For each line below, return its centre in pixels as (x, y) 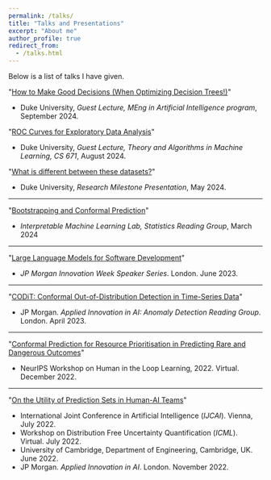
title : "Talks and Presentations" (67, 23)
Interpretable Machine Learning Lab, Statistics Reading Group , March (136, 226)
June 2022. (39, 458)
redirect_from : (34, 46)
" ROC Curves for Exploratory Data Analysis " (81, 131)
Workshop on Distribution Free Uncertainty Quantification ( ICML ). (129, 433)
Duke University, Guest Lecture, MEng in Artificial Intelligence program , (139, 107)
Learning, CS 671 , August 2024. (73, 156)
